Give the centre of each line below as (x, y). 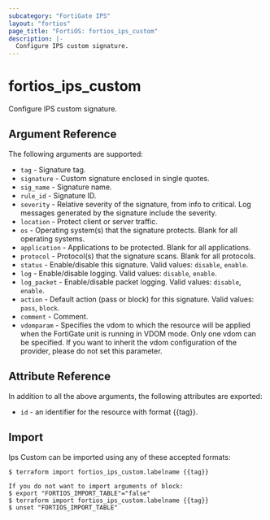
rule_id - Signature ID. (58, 195)
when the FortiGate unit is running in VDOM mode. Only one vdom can (138, 333)
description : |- (36, 39)
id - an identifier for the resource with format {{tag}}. (109, 412)
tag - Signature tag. (53, 169)
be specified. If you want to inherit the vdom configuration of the (128, 342)
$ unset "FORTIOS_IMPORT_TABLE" (63, 507)
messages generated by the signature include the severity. (118, 213)
